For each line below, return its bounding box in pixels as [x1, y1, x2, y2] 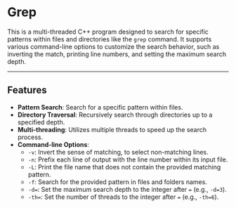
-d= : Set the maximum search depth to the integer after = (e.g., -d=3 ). [27, 185, 227, 193]
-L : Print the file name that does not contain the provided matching [27, 162, 221, 171]
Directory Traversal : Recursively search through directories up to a [17, 110, 213, 119]
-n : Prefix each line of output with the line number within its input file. [27, 155, 228, 164]
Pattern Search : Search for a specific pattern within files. [17, 103, 183, 111]
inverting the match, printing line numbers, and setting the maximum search [7, 50, 227, 58]
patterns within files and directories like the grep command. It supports [7, 34, 212, 43]
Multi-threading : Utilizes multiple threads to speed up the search [17, 125, 207, 134]
